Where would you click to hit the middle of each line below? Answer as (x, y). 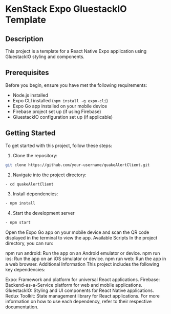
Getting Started (30, 133)
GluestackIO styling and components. (45, 57)
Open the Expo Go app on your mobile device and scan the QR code (77, 232)
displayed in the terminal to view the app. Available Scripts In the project (81, 238)
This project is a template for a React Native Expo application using (76, 51)
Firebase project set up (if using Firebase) (57, 112)
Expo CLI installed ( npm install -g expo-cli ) (60, 100)
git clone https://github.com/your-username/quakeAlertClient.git (78, 165)
